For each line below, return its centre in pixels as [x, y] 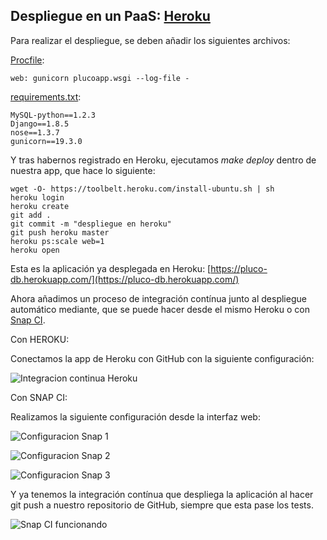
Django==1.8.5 [40, 124]
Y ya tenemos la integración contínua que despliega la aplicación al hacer [162, 494]
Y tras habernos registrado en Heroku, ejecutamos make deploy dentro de [163, 160]
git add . [31, 215]
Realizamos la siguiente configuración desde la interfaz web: [135, 416]
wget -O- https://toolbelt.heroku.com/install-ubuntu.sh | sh [142, 189]
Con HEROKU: [40, 339]
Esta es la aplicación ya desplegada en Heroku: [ [111, 268]
